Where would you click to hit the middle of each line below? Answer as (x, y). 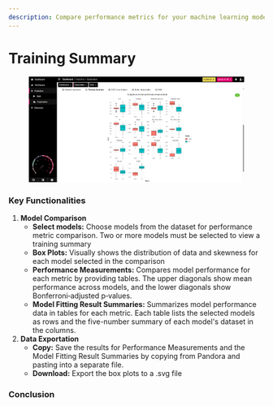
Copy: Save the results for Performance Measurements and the (139, 347)
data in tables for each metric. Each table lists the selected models (143, 313)
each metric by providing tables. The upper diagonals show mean (142, 278)
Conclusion (32, 394)
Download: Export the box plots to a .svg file (107, 373)
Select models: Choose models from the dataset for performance (143, 227)
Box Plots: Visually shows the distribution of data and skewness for (145, 253)
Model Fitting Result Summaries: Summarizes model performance (145, 304)
